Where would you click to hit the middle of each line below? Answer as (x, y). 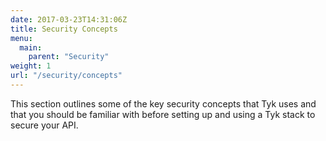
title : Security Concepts (64, 29)
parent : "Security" (69, 57)
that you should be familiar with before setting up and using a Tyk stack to (163, 114)
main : (31, 47)
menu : (21, 38)
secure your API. (44, 125)
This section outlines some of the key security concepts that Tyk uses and (163, 103)
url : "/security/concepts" (66, 76)
